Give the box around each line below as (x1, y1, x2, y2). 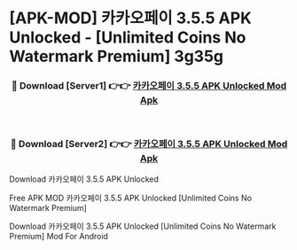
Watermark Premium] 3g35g (9, 46, 224, 66)
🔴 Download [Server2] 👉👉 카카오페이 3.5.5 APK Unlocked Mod (10, 138, 288, 151)
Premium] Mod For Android (9, 230, 109, 241)
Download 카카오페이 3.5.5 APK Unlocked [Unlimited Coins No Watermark (9, 221, 277, 231)
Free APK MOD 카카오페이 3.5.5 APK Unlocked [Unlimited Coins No (9, 192, 253, 203)
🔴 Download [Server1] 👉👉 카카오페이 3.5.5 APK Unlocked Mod (11, 80, 287, 92)
